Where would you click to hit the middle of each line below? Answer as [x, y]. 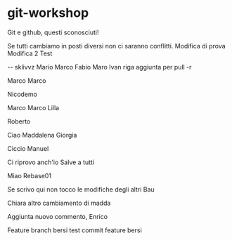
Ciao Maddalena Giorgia [42, 135]
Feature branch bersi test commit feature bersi [75, 230]
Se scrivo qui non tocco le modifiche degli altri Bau [81, 189]
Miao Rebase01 [29, 175]
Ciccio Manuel [28, 148]
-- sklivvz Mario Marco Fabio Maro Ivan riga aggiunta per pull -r [99, 67]
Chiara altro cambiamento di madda [59, 203]
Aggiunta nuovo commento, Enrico [57, 216]
